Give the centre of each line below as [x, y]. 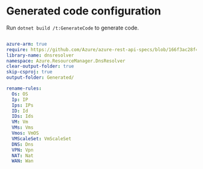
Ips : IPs [23, 105]
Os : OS [20, 94]
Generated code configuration [84, 11]
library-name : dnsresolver [40, 55]
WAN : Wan [23, 161]
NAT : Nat [23, 155]
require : [17, 49]
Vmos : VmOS [25, 134]
